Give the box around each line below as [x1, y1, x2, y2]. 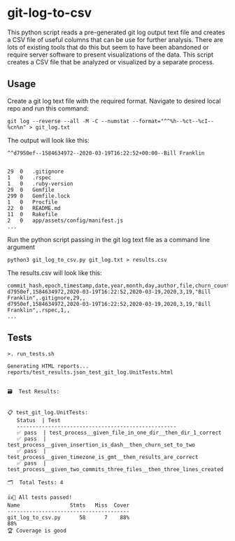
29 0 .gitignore [7, 168, 64, 175]
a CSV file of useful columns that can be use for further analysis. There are [7, 35, 224, 43]
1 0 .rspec [7, 174, 52, 181]
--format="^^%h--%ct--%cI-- [132, 118, 215, 125]
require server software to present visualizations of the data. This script [7, 50, 214, 59]
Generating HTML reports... [7, 363, 90, 370]
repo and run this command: [7, 104, 89, 113]
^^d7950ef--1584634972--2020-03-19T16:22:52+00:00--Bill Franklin [7, 149, 205, 157]
